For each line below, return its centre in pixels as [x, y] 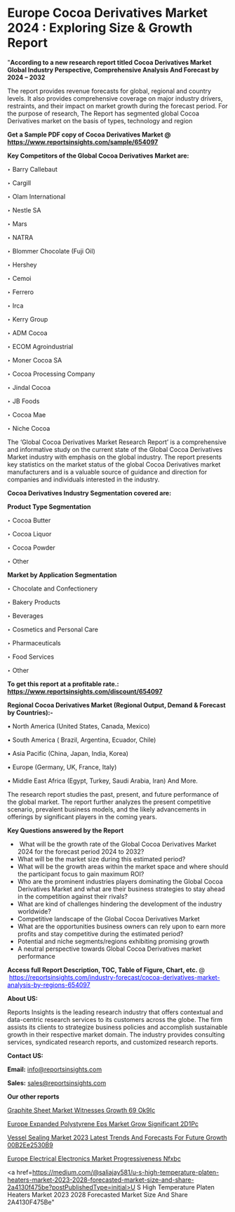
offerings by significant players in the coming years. [82, 816]
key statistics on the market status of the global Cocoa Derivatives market [114, 464]
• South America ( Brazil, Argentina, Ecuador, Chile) [82, 740]
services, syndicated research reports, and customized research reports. [113, 1042]
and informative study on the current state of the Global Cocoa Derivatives [115, 449]
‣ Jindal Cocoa [29, 387]
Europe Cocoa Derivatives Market [108, 13]
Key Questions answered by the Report [66, 830]
